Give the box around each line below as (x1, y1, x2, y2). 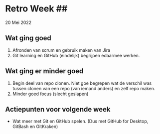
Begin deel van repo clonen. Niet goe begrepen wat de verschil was (12, 80, 152, 86)
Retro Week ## (5, 3, 68, 14)
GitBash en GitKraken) (12, 124, 58, 130)
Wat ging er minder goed (5, 67, 84, 75)
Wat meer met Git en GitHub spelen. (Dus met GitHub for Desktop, (12, 118, 149, 125)
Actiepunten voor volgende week (5, 105, 111, 114)
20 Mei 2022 (5, 19, 31, 25)
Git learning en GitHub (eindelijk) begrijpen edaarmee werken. (12, 52, 140, 58)
